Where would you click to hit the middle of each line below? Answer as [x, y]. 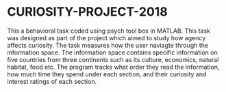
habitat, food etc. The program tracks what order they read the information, [113, 67]
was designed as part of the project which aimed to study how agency [106, 37]
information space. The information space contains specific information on [112, 52]
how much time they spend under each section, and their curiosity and [107, 74]
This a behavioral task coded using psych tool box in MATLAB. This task [109, 31]
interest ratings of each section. [52, 81]
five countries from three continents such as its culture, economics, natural [113, 59]
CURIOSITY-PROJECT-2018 [87, 12]
